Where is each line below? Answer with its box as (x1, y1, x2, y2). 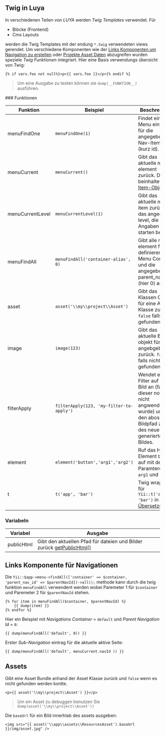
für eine (138, 300, 156, 307)
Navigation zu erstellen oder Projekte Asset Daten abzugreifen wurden (5, 52, 148, 57)
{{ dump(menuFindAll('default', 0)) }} (5, 631, 87, 636)
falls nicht (138, 357, 161, 364)
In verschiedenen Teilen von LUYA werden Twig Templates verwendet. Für (5, 17, 156, 23)
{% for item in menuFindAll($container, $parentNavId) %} (5, 599, 126, 604)
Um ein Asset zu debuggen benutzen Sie (17, 699, 100, 705)
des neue (138, 426, 160, 433)
